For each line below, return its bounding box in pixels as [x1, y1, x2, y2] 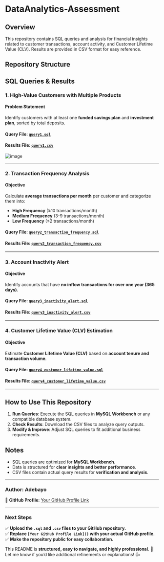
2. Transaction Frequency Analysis [5, 170, 89, 177]
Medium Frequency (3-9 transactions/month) [12, 213, 105, 219]
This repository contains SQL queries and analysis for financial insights [5, 36, 148, 42]
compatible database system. [12, 416, 72, 422]
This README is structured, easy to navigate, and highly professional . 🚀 [5, 546, 154, 552]
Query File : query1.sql [5, 131, 51, 137]
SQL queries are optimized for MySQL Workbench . [12, 459, 116, 465]
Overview [5, 23, 36, 31]
